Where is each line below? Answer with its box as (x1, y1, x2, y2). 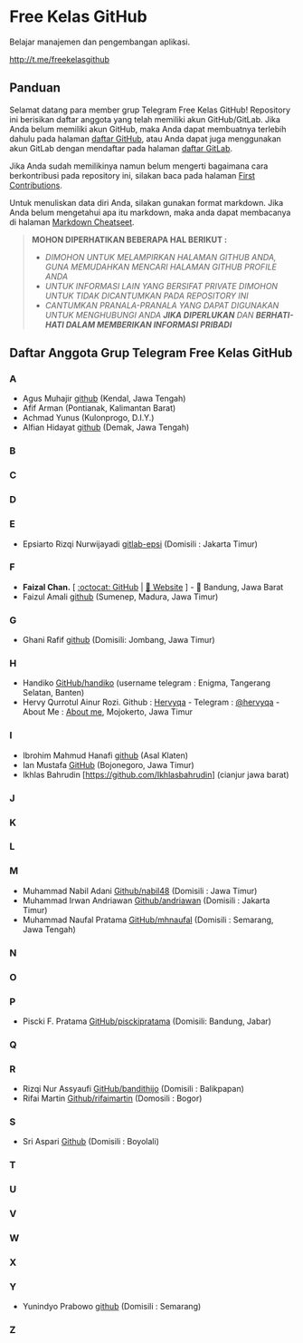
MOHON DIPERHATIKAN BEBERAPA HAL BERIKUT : (31, 234, 228, 245)
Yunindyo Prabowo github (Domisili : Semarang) (22, 1301, 202, 1312)
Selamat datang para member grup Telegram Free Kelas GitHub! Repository (9, 104, 291, 115)
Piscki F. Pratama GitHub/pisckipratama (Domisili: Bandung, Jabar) (22, 1016, 271, 1027)
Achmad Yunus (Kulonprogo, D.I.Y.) (22, 413, 155, 423)
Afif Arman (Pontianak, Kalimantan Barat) (22, 403, 176, 414)
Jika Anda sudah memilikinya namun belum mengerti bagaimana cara (9, 161, 269, 171)
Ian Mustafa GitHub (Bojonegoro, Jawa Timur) (22, 759, 194, 770)
